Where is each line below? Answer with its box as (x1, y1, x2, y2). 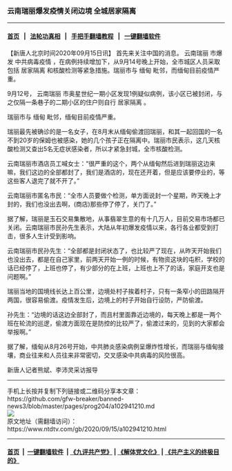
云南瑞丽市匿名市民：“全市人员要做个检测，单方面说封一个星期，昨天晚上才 (7, 191, 222, 200)
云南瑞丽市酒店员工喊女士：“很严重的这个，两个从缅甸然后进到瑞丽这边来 (7, 159, 216, 167)
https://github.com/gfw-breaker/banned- (7, 394, 124, 403)
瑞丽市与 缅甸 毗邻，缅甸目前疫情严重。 (7, 113, 119, 121)
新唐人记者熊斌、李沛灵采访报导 (7, 365, 98, 374)
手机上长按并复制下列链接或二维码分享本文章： (7, 387, 140, 395)
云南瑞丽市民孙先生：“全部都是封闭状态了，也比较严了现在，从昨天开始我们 (7, 247, 222, 255)
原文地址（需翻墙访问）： (7, 416, 77, 425)
